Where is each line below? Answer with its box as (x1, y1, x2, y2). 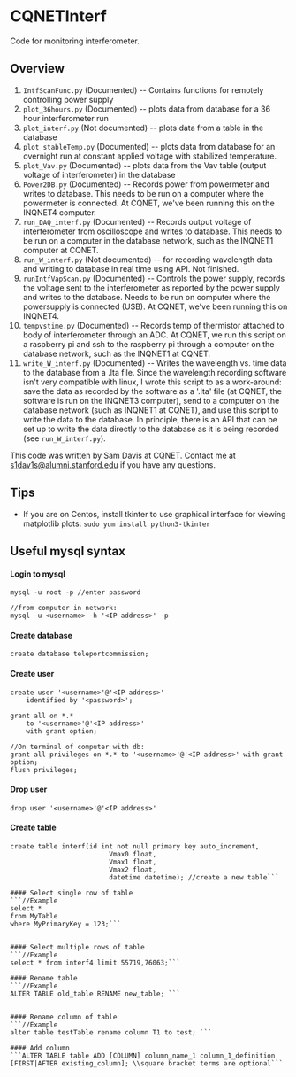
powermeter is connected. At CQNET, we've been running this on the (22, 198, 275, 208)
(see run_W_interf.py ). (22, 432, 107, 444)
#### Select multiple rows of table (10, 942, 145, 951)
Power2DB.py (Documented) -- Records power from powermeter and (22, 179, 270, 190)
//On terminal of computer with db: (10, 742, 145, 751)
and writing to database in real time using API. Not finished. (22, 263, 239, 274)
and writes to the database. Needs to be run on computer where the (22, 291, 271, 302)
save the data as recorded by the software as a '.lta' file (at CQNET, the (22, 385, 282, 396)
